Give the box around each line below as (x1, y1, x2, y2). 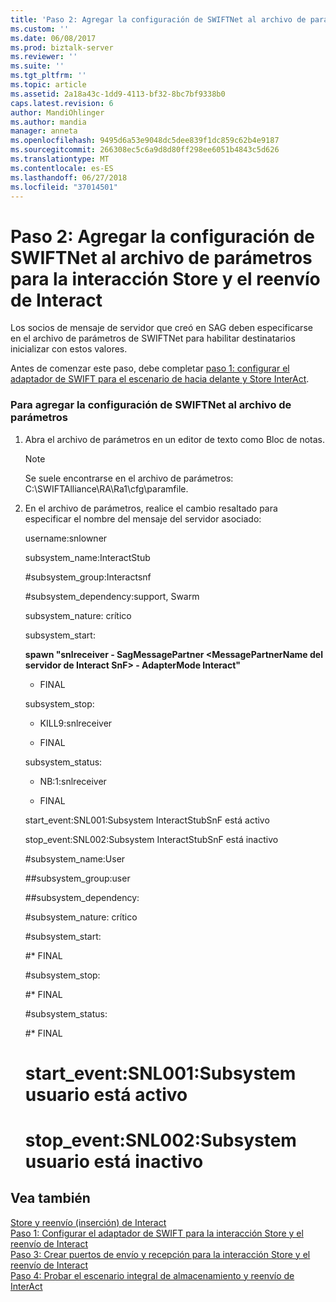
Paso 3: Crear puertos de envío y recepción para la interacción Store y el (10, 1248, 311, 1260)
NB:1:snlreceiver (39, 775, 107, 787)
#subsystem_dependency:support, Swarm (24, 590, 200, 602)
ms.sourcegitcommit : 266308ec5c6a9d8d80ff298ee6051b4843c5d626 (10, 145, 280, 155)
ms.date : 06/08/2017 (10, 33, 97, 43)
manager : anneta (10, 126, 78, 136)
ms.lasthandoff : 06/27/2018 (10, 172, 128, 183)
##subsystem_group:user (24, 872, 131, 884)
